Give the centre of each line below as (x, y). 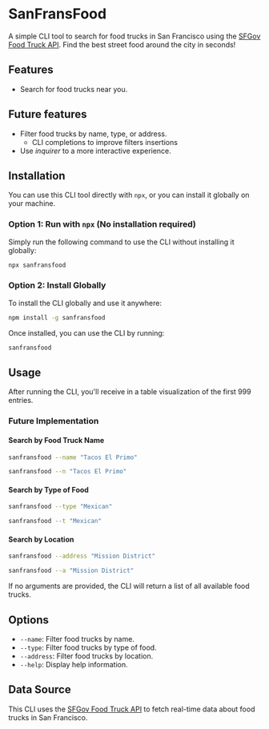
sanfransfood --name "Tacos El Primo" (73, 457)
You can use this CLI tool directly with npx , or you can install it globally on (129, 195)
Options (29, 620)
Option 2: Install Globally (57, 285)
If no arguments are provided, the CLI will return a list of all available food (129, 586)
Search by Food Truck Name (56, 440)
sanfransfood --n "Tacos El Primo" (68, 472)
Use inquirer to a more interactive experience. (96, 151)
